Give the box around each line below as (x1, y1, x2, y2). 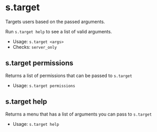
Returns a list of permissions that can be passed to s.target (5, 72, 132, 79)
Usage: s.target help (12, 121, 60, 127)
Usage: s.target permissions (12, 82, 75, 88)
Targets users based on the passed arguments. (5, 18, 105, 25)
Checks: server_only (12, 44, 57, 50)
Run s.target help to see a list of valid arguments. (5, 28, 112, 34)
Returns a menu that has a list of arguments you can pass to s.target (5, 111, 152, 117)
